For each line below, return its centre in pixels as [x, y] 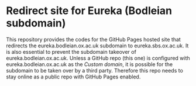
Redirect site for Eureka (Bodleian [89, 11]
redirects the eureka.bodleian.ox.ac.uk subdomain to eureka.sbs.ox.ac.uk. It [97, 46]
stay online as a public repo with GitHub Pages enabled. [73, 77]
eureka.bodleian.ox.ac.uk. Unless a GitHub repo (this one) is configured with [98, 58]
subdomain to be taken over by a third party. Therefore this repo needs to [94, 70]
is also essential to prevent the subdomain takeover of [71, 51]
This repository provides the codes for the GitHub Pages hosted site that [94, 39]
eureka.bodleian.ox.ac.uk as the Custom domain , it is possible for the [90, 64]
